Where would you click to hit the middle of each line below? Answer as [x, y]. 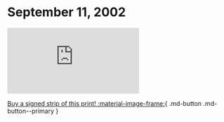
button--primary [31, 111]
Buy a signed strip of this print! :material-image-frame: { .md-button [105, 103]
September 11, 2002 [67, 12]
